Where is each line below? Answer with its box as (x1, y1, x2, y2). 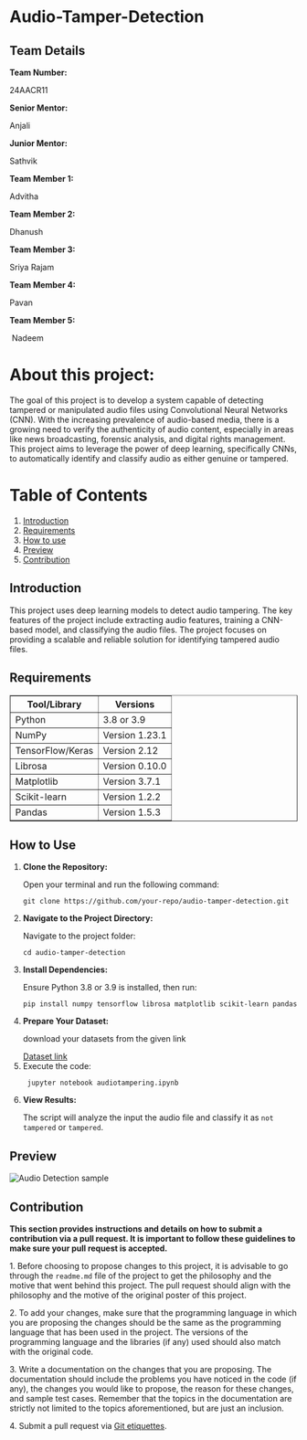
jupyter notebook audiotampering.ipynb (26, 1078, 179, 1088)
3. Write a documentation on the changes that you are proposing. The (9, 1363, 272, 1374)
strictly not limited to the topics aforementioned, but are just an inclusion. (9, 1403, 285, 1414)
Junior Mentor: (9, 138, 69, 148)
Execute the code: (22, 1061, 91, 1072)
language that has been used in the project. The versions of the (9, 1327, 249, 1338)
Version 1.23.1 (102, 728, 167, 741)
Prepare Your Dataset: (22, 1016, 110, 1027)
